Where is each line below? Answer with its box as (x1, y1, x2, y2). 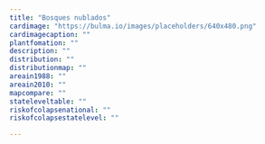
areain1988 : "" (9, 72, 67, 81)
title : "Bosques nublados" (9, 13, 111, 22)
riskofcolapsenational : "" (9, 105, 111, 114)
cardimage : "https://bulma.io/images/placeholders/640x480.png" (9, 22, 257, 31)
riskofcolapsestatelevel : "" (9, 113, 119, 122)
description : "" (9, 47, 71, 56)
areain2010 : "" (9, 80, 67, 89)
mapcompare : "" (9, 88, 67, 97)
